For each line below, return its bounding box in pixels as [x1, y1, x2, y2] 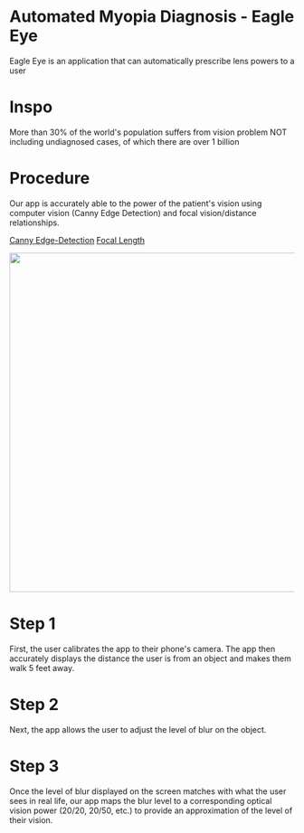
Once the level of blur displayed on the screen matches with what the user [9, 785, 287, 797]
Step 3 [9, 755, 60, 776]
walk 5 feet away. [9, 662, 75, 673]
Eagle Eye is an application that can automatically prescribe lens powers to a [9, 55, 295, 66]
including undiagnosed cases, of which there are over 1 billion [9, 136, 240, 147]
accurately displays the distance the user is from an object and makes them [9, 653, 292, 664]
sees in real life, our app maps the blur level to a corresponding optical [9, 795, 272, 806]
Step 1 [9, 613, 56, 634]
